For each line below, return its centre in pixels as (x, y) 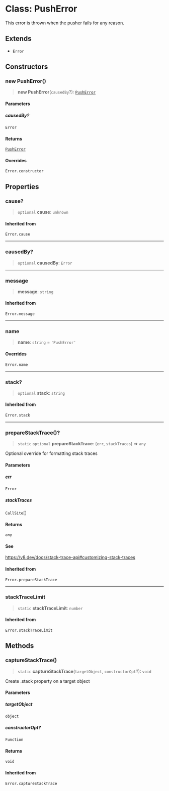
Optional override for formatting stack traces (52, 453)
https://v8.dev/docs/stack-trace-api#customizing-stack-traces (70, 557)
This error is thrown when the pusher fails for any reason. (65, 23)
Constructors (27, 67)
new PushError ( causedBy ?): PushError (57, 92)
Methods (20, 646)
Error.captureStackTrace (31, 783)
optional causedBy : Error (45, 263)
